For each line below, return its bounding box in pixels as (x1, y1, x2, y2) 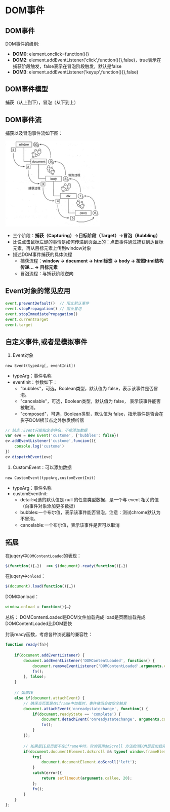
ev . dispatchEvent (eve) (5, 454, 53, 459)
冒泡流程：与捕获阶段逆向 (20, 270, 74, 276)
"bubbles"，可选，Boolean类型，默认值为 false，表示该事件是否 (20, 385, 154, 391)
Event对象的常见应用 (5, 286, 71, 295)
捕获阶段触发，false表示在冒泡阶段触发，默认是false (12, 63, 122, 69)
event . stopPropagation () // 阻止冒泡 (5, 306, 82, 312)
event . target (5, 322, 33, 327)
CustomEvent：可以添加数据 (12, 464, 72, 470)
